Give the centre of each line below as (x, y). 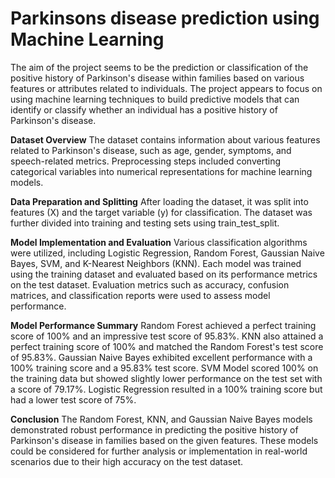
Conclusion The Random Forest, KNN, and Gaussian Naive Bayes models (161, 419)
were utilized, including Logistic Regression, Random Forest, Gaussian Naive (167, 253)
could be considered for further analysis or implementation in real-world (159, 451)
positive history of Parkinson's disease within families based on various (157, 78)
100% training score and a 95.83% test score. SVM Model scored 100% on (164, 368)
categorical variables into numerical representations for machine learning (161, 171)
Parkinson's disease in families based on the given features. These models (164, 440)
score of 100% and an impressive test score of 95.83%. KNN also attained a (167, 336)
